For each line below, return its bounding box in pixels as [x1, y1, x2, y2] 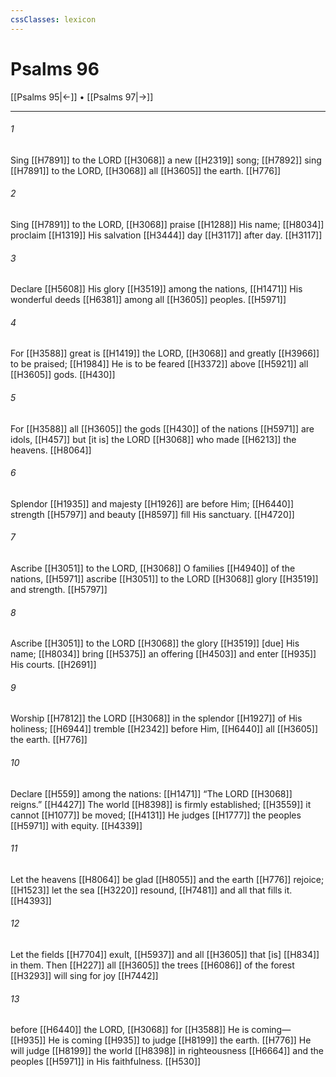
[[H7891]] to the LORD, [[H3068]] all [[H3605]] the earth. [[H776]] [10, 164, 282, 176]
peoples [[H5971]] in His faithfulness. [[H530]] [10, 1056, 202, 1068]
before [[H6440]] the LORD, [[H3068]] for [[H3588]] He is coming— [10, 1024, 292, 1036]
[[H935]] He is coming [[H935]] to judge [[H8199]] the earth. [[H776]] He [10, 1034, 312, 1046]
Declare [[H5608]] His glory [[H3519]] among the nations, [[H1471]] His [10, 283, 303, 295]
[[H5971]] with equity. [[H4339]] [10, 819, 143, 831]
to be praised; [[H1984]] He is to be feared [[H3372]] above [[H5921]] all [10, 358, 309, 370]
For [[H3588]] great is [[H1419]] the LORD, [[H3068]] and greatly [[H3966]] [10, 347, 320, 360]
